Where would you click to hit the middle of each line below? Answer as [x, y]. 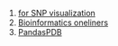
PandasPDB [40, 32]
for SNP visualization [57, 13]
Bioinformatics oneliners [63, 23]
